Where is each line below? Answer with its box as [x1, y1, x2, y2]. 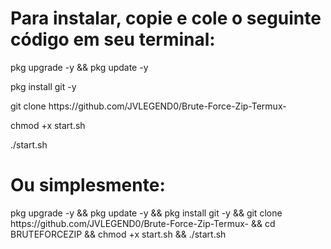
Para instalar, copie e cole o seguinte [10, 7, 322, 30]
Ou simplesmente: [10, 174, 166, 197]
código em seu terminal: [10, 28, 216, 51]
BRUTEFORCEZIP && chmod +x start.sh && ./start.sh [10, 228, 227, 240]
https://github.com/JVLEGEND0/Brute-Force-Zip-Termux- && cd [10, 217, 276, 229]
